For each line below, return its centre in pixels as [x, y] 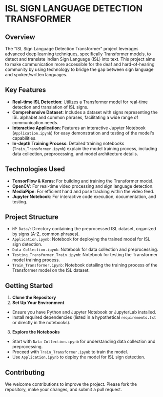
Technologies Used [35, 169]
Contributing [25, 372]
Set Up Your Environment [38, 303]
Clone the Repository [34, 298]
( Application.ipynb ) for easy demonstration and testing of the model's [83, 133]
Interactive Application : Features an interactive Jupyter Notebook [79, 128]
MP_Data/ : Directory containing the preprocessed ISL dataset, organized [84, 229]
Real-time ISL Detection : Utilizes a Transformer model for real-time [80, 102]
